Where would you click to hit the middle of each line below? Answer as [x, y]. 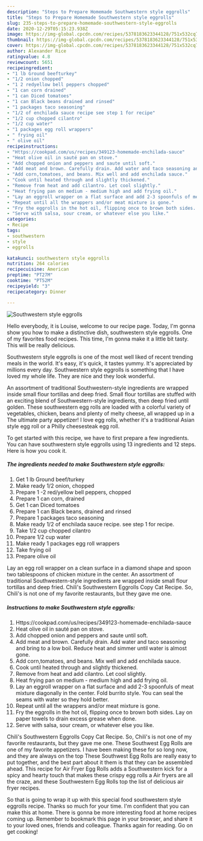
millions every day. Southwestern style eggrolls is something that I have [95, 370]
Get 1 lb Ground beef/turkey [50, 479]
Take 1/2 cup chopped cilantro [53, 531]
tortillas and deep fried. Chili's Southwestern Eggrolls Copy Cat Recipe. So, [100, 587]
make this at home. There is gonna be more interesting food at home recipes [102, 813]
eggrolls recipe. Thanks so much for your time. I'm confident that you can [98, 806]
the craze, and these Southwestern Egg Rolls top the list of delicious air [95, 782]
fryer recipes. [24, 788]
